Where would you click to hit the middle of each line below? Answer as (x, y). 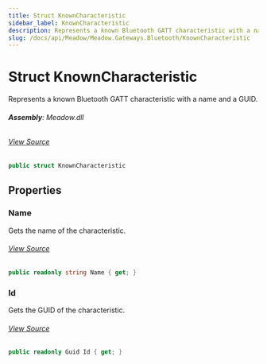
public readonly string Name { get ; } (72, 272)
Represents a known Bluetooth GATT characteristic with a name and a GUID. (133, 99)
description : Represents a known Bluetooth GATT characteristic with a (129, 30)
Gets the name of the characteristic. (67, 230)
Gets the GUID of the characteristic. (67, 310)
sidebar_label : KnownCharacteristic (69, 23)
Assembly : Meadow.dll (46, 117)
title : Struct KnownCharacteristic (67, 15)
